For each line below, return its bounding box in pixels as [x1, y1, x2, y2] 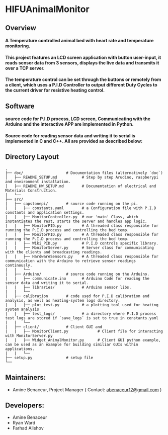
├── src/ [5, 197, 24, 202]
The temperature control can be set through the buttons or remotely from [5, 76, 161, 82]
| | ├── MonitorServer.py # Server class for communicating [5, 245, 154, 250]
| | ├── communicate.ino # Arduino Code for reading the [5, 276, 150, 281]
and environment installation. [5, 179, 71, 184]
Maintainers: [5, 373, 46, 382]
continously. [5, 263, 33, 268]
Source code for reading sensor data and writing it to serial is [5, 132, 136, 139]
